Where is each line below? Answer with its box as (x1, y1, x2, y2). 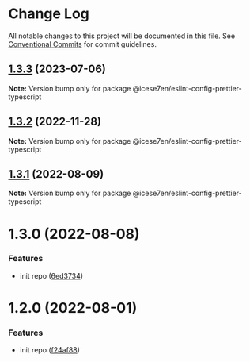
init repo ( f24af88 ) (19, 345, 81, 355)
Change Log (8, 5, 89, 23)
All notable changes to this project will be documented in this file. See (8, 31, 236, 40)
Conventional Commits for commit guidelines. (8, 39, 157, 48)
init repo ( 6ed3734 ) (19, 271, 84, 280)
